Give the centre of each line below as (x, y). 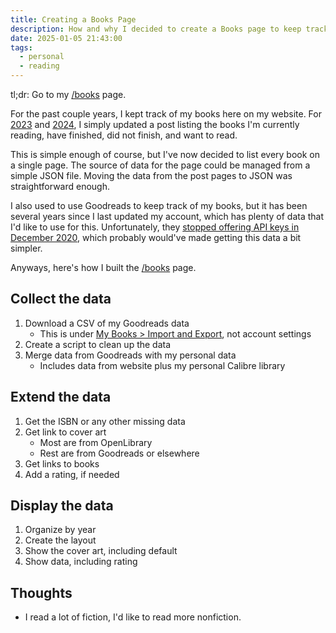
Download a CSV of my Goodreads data (107, 323)
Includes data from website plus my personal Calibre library (162, 365)
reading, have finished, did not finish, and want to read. (124, 135)
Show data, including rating (81, 562)
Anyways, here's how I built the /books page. (103, 267)
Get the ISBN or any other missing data (105, 421)
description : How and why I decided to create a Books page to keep (156, 29)
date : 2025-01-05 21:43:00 (66, 38)
